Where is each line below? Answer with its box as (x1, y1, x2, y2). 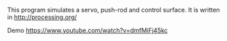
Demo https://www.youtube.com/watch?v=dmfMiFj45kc (7, 27, 168, 34)
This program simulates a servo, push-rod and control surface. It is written (7, 6, 220, 14)
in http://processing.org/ (7, 13, 78, 21)
